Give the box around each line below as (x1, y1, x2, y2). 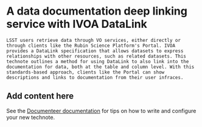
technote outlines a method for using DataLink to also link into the (6, 58, 189, 64)
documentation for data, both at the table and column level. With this (6, 64, 195, 70)
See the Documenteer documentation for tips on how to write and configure (6, 107, 197, 114)
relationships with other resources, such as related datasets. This (6, 53, 187, 59)
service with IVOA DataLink (6, 17, 147, 31)
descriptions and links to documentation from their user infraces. (6, 74, 184, 80)
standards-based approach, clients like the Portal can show (6, 69, 165, 75)
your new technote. (6, 114, 55, 121)
